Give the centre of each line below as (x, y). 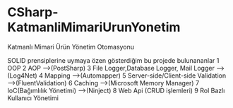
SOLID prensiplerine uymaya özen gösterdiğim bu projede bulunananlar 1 (113, 60)
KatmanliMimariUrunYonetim (94, 27)
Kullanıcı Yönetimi (33, 98)
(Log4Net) (22, 76)
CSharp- (33, 12)
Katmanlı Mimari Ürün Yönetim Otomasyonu (71, 47)
